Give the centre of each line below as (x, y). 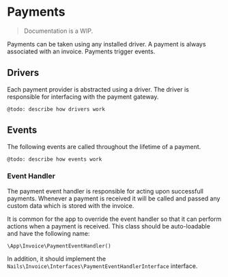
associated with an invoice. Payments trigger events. (81, 51)
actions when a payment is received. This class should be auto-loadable (109, 226)
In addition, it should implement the (57, 259)
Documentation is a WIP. (58, 31)
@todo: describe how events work (55, 159)
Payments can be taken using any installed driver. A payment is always (106, 44)
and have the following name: (48, 233)
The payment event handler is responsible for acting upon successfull (105, 191)
